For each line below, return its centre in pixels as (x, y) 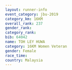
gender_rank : (18, 28)
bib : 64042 (16, 37)
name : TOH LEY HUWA (25, 42)
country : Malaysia (24, 60)
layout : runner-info (26, 10)
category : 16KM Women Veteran (36, 46)
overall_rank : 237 (24, 23)
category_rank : (21, 33)
